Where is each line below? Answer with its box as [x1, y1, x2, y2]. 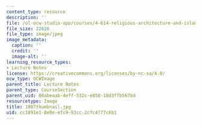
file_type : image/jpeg [6, 31, 63, 37]
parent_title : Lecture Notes [6, 82, 79, 88]
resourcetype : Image [6, 98, 58, 104]
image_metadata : [6, 37, 47, 43]
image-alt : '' [11, 53, 47, 59]
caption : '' [11, 43, 42, 49]
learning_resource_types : [6, 59, 71, 65]
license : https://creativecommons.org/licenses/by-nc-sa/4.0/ [6, 70, 165, 76]
